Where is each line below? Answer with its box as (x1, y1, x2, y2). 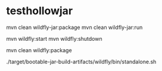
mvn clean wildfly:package (6, 46, 73, 54)
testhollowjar (6, 4, 73, 18)
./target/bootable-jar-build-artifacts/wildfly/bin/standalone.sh (6, 58, 157, 65)
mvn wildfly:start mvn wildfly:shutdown (6, 35, 102, 42)
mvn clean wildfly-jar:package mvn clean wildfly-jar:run (6, 24, 143, 31)
